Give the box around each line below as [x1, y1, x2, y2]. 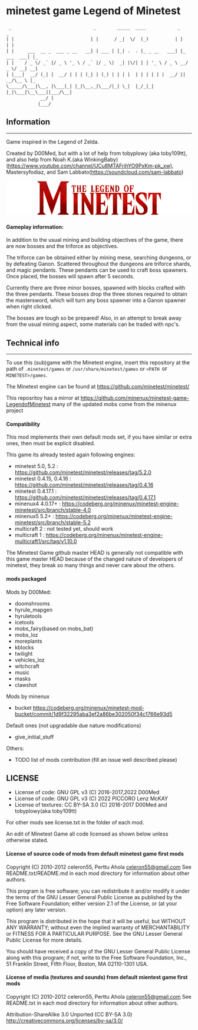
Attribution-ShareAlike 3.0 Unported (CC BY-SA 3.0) [6, 1011, 133, 1018]
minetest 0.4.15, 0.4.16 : [14, 475, 72, 482]
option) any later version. [6, 906, 67, 913]
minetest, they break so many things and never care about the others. [6, 562, 176, 569]
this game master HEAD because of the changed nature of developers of [6, 555, 183, 562]
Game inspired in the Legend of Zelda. [6, 138, 99, 145]
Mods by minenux [6, 693, 50, 700]
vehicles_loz [14, 656, 45, 663]
